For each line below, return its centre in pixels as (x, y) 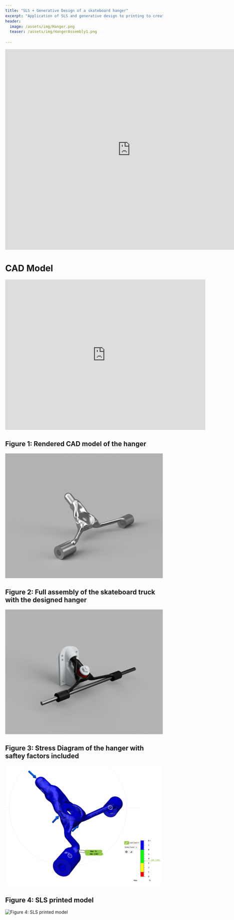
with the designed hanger (46, 600)
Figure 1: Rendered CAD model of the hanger (76, 444)
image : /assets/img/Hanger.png (42, 27)
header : (13, 21)
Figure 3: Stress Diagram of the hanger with (74, 748)
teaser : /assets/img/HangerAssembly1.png (53, 32)
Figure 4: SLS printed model (49, 900)
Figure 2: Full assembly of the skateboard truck (80, 592)
